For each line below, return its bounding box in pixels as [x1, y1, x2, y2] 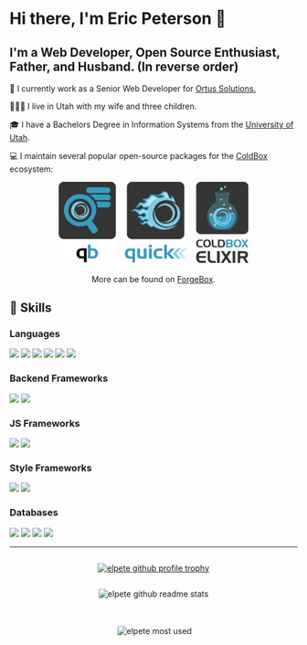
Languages [9, 327, 61, 340]
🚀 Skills [9, 301, 52, 316]
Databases [9, 506, 58, 519]
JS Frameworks [9, 417, 80, 429]
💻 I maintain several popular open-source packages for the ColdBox [9, 151, 268, 161]
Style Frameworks [9, 461, 92, 474]
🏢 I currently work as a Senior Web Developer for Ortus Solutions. [9, 83, 257, 94]
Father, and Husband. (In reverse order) [9, 58, 239, 74]
